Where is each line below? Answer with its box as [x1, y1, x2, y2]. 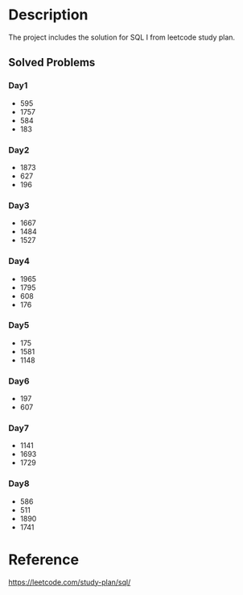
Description [8, 6, 89, 24]
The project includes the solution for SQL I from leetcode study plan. [8, 32, 236, 42]
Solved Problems [8, 56, 96, 69]
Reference [8, 551, 79, 568]
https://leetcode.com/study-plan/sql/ [8, 577, 131, 587]
